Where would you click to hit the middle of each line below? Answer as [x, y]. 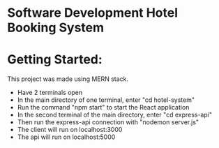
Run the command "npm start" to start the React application [103, 108]
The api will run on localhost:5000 [66, 137]
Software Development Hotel [93, 13]
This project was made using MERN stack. [68, 79]
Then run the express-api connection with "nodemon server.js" [108, 122]
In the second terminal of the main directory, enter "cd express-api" [115, 115]
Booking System [56, 28]
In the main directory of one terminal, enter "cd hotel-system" [106, 100]
